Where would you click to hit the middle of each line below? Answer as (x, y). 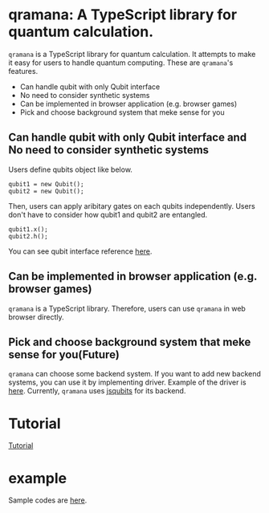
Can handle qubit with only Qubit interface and (128, 138)
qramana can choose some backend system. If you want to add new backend (134, 374)
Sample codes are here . (48, 500)
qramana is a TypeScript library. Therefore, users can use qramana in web (127, 308)
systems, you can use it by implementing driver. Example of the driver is (127, 382)
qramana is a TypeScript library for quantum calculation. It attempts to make (132, 54)
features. (23, 71)
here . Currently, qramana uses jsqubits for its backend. (97, 391)
